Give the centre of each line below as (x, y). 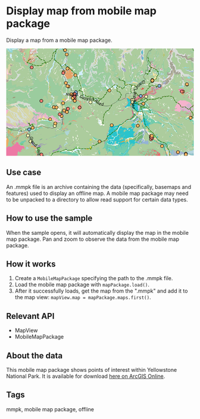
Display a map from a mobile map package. (59, 40)
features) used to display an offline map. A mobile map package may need (97, 193)
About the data (35, 356)
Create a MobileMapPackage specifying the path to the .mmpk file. (94, 278)
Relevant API (30, 316)
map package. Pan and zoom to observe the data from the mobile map (93, 239)
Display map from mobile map (81, 11)
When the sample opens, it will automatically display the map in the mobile (98, 232)
